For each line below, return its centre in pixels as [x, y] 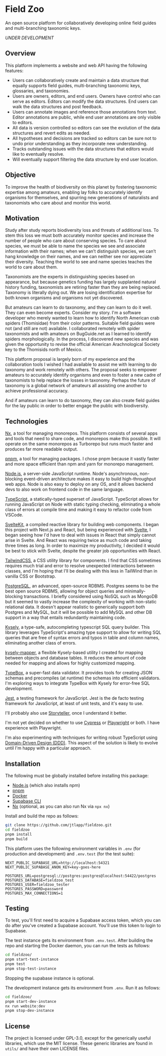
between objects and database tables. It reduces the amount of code [76, 658]
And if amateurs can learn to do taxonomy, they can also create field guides [83, 400]
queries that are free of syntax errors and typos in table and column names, [82, 638]
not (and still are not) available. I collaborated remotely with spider [73, 329]
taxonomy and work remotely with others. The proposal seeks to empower [81, 370]
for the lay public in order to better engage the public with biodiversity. [77, 406]
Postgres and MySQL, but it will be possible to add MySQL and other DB [79, 612]
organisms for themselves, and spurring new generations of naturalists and [82, 198]
